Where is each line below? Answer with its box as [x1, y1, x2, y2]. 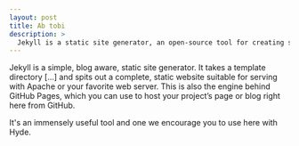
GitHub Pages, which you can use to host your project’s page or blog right [9, 91, 280, 101]
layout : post [9, 12, 58, 22]
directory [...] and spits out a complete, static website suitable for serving [9, 72, 278, 83]
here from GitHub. [9, 100, 76, 111]
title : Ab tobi [9, 21, 66, 30]
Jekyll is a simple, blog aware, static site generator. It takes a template [9, 62, 266, 73]
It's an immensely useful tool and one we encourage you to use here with [9, 118, 279, 128]
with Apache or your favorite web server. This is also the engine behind [9, 81, 271, 92]
